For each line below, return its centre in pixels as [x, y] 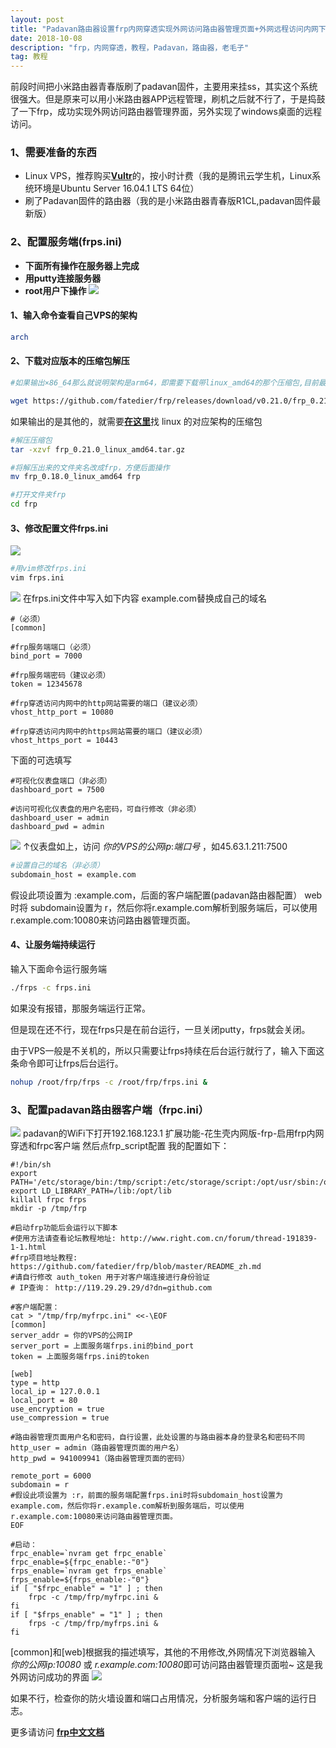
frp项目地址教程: [46, 1257]
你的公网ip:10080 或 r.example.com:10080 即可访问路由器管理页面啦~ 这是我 [166, 1664]
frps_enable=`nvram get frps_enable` [89, 1571]
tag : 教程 [29, 57]
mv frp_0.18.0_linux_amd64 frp [75, 477]
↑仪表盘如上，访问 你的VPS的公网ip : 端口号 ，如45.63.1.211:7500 [155, 846]
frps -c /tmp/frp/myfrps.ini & [93, 1623]
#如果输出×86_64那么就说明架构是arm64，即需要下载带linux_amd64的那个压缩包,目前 [164, 383]
